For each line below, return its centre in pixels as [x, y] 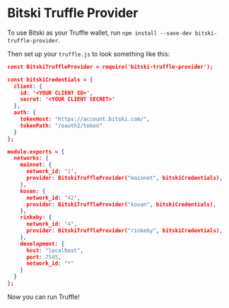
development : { [42, 244]
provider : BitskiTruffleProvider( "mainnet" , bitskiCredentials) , [124, 178]
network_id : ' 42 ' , [53, 198]
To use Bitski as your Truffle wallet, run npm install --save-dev [100, 33]
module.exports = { [36, 152]
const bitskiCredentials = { [50, 79]
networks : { [31, 158]
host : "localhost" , [54, 250]
